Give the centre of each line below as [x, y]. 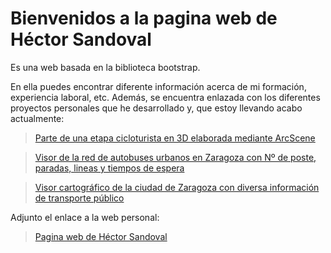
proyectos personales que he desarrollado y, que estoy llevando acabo [156, 108]
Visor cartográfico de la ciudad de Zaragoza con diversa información [177, 187]
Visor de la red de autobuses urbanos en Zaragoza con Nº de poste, [175, 157]
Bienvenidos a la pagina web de [144, 18]
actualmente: [37, 118]
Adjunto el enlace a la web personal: [85, 217]
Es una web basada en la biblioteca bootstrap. [105, 67]
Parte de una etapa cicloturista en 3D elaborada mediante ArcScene [175, 138]
